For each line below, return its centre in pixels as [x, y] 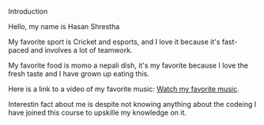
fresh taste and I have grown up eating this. [79, 74]
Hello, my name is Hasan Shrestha [64, 26]
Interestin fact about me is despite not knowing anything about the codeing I [132, 104]
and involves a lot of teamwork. [81, 50]
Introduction [28, 11]
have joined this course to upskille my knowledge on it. [98, 112]
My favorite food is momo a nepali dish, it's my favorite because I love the [128, 65]
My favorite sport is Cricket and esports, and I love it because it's [114, 42]
